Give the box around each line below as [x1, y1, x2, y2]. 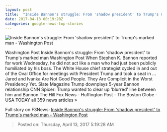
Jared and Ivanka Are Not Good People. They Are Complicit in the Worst [5, 76, 153, 82]
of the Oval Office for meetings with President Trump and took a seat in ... [5, 70, 157, 77]
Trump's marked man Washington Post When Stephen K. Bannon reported [5, 55, 158, 61]
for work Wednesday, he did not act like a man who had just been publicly [5, 60, 157, 66]
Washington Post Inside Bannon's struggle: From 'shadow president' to [5, 50, 151, 56]
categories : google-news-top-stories [5, 21, 83, 26]
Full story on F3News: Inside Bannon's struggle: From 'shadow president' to [5, 107, 161, 113]
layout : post [5, 7, 32, 12]
